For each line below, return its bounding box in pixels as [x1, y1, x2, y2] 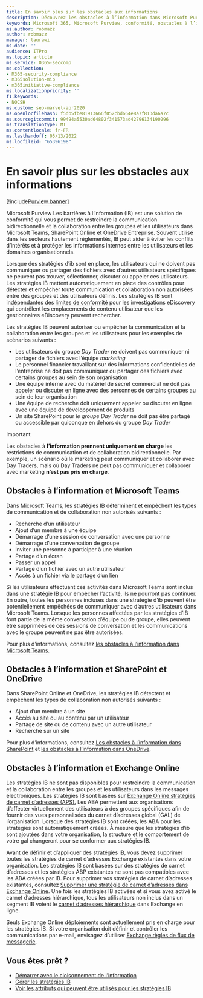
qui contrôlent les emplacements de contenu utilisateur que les [6, 305, 163, 312]
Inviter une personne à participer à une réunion [14, 545, 133, 553]
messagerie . [6, 938, 37, 945]
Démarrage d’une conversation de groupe [14, 539, 120, 547]
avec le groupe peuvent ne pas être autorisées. [6, 629, 124, 636]
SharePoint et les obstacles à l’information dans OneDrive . [6, 746, 151, 753]
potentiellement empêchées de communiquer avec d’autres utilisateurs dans [6, 602, 196, 610]
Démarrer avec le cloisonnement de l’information [14, 971, 137, 979]
